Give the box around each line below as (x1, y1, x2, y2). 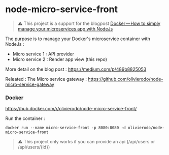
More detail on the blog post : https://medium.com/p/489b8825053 (5, 66, 147, 72)
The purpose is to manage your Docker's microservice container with (5, 36, 151, 42)
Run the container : (5, 115, 45, 121)
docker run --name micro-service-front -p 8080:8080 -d (5, 126, 126, 131)
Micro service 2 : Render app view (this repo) (12, 56, 108, 62)
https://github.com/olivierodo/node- (88, 76, 163, 82)
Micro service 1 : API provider (12, 51, 75, 57)
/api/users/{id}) (17, 144, 50, 150)
